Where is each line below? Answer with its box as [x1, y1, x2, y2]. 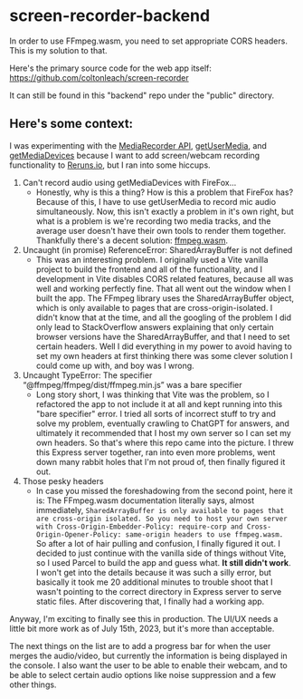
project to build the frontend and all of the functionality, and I [35, 264, 262, 275]
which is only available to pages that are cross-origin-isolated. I [35, 302, 273, 313]
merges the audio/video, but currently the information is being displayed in [9, 650, 288, 661]
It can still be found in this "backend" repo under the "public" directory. [9, 90, 275, 101]
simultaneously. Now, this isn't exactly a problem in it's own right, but [35, 206, 294, 217]
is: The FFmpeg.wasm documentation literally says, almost [35, 495, 255, 506]
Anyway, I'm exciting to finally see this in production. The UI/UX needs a [9, 613, 279, 624]
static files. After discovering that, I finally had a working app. [35, 596, 265, 607]
